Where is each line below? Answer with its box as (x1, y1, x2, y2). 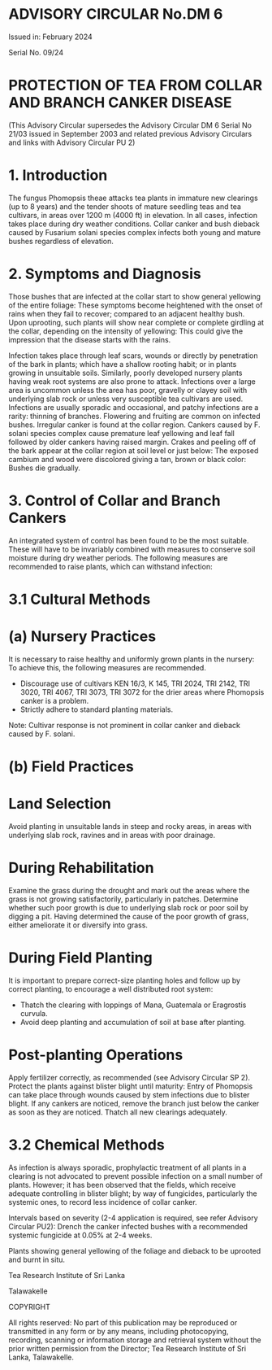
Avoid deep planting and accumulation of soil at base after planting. (19, 1017, 246, 1027)
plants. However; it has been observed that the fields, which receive (8, 1180, 236, 1189)
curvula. (19, 1008, 48, 1018)
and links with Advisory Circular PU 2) (8, 137, 136, 147)
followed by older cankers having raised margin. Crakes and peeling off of (8, 437, 257, 447)
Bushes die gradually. (8, 463, 81, 473)
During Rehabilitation (8, 859, 154, 877)
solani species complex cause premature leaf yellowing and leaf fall (8, 428, 235, 438)
